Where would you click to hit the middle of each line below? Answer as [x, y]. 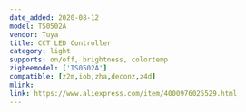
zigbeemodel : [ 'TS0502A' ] [58, 69]
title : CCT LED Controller [60, 43]
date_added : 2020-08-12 [54, 18]
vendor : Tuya [34, 34]
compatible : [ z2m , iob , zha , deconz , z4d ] [83, 77]
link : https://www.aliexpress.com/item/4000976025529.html [123, 93]
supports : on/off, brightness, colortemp [89, 60]
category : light [40, 51]
